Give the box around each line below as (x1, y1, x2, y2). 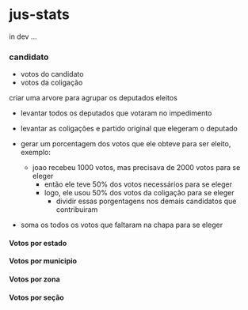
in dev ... (9, 32, 37, 41)
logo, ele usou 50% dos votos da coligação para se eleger (44, 188, 235, 198)
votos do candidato (20, 70, 84, 79)
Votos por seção (9, 293, 64, 302)
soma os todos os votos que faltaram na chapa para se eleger (20, 220, 223, 230)
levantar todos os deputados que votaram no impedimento (20, 108, 212, 118)
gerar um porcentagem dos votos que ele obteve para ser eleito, (20, 139, 231, 149)
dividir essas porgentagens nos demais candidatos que (55, 196, 237, 206)
